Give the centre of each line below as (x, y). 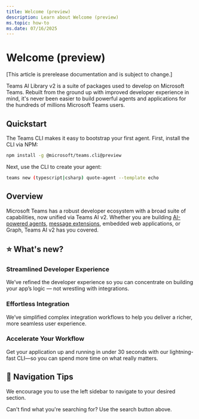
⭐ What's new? (35, 249)
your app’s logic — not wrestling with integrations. (68, 289)
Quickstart (27, 124)
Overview (25, 197)
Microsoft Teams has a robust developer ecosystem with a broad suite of (96, 211)
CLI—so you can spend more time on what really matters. (88, 358)
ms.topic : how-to (28, 23)
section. (16, 398)
